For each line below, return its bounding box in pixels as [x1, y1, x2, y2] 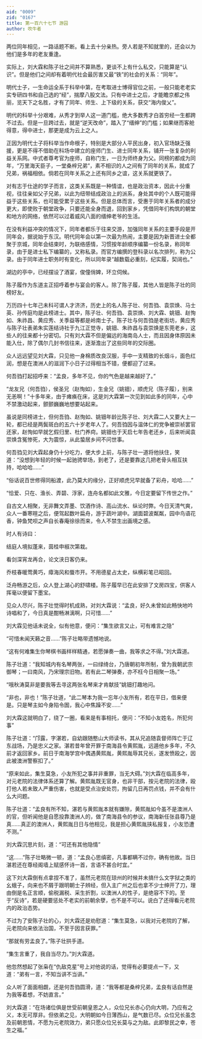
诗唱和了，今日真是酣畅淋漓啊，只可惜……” [6, 609, 112, 617]
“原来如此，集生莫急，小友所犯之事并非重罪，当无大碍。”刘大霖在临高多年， [6, 770, 193, 777]
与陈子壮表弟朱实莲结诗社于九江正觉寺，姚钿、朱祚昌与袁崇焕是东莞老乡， [6, 324, 191, 332]
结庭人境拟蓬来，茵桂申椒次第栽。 [6, 543, 91, 550]
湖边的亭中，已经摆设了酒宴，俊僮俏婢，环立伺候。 [6, 268, 133, 276]
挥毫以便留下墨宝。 [6, 589, 54, 596]
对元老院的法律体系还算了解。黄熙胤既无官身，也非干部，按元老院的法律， [6, 778, 191, 785]
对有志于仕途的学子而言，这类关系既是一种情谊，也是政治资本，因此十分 [6, 182, 185, 190]
